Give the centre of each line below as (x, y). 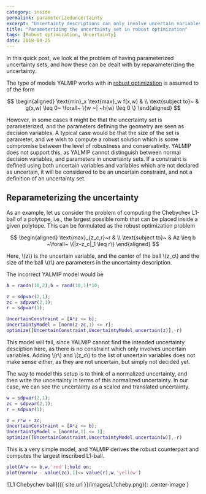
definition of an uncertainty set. (46, 178)
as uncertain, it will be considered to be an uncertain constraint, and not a (100, 172)
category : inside (29, 12)
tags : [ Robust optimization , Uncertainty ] (61, 35)
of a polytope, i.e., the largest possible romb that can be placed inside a (107, 219)
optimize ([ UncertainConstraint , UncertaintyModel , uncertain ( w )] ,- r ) (94, 438)
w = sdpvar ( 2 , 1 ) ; (29, 398)
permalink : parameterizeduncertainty (55, 18)
